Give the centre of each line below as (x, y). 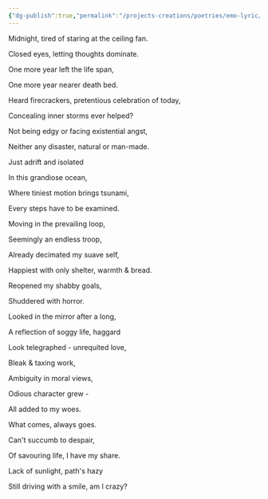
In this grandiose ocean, (48, 177)
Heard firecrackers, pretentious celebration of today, (95, 100)
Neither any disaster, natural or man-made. (79, 146)
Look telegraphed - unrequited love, (67, 347)
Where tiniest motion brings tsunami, (69, 193)
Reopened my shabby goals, (55, 285)
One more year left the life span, (61, 69)
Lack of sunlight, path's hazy (56, 470)
